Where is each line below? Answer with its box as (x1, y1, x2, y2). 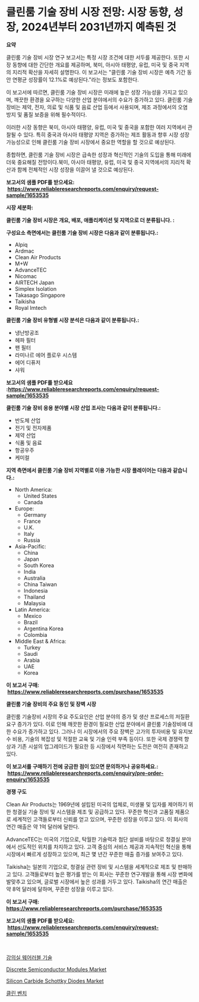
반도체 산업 (14, 417, 41, 424)
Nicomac (14, 272, 37, 279)
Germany (23, 511, 46, 518)
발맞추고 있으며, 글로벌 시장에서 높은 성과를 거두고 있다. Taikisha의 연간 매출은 (6, 878, 188, 885)
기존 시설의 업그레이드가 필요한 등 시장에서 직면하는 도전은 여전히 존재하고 (17, 743, 189, 750)
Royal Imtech (14, 304, 47, 311)
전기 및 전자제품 (14, 424, 52, 431)
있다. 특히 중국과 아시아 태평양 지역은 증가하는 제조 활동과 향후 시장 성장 (23, 131, 190, 138)
